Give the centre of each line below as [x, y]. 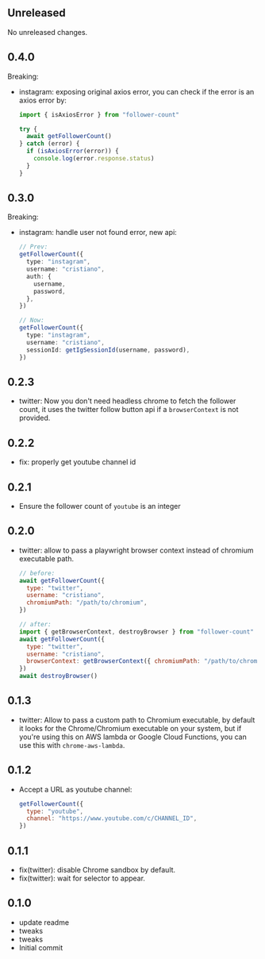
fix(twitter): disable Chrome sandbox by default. [97, 870]
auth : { [39, 276]
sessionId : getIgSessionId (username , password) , [108, 350]
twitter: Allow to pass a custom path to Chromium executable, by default [137, 720]
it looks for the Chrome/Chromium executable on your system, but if [130, 728]
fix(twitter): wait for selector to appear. [82, 878]
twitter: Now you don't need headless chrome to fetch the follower [127, 401]
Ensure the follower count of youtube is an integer [100, 506]
